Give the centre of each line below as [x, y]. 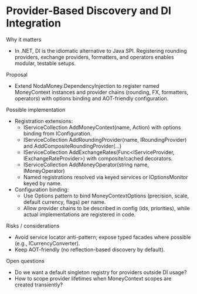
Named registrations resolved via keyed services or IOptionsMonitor [106, 177]
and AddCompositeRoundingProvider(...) [72, 146]
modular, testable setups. [45, 63]
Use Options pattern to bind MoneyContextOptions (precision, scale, [106, 196]
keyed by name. [43, 183]
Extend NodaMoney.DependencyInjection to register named [87, 86]
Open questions [26, 261]
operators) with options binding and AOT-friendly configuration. [91, 98]
